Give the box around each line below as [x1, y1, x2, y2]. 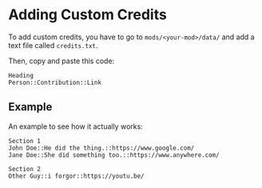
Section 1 [8, 137, 42, 145]
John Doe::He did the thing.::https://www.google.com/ [8, 144, 195, 152]
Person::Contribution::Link [8, 78, 102, 86]
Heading [8, 71, 34, 79]
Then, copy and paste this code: [8, 56, 115, 66]
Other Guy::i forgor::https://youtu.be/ [8, 172, 145, 180]
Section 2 [8, 165, 42, 173]
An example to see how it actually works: [8, 122, 144, 131]
